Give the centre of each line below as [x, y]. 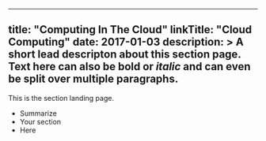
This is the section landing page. [61, 98]
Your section [40, 121]
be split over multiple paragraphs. [93, 79]
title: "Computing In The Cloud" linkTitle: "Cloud [130, 30]
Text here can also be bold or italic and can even [129, 67]
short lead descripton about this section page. [125, 55]
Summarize [38, 113]
